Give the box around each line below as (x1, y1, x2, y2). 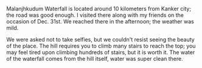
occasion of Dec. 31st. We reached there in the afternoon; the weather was (6, 18, 195, 25)
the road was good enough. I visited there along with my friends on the (6, 11, 184, 19)
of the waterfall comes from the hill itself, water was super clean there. (6, 55, 184, 62)
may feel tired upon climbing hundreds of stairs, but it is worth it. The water (6, 49, 195, 56)
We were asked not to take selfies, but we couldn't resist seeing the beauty (6, 36, 195, 43)
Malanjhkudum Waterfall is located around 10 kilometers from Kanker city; (6, 5, 192, 12)
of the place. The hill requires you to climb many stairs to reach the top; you (6, 42, 196, 49)
